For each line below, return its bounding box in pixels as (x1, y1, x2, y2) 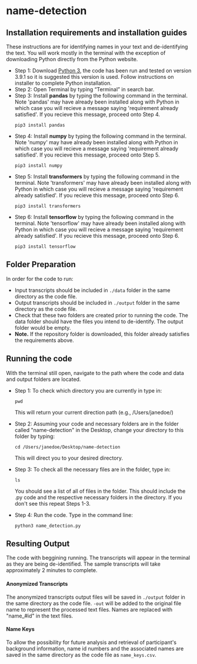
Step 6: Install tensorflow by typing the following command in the (14, 214, 174, 220)
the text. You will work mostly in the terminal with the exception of (6, 49, 166, 57)
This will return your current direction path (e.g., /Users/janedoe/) (14, 409, 173, 416)
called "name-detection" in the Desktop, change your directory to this (14, 426, 184, 433)
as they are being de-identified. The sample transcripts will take (6, 560, 161, 567)
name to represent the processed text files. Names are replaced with (6, 606, 172, 613)
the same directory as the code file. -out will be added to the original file (6, 599, 182, 607)
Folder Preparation (6, 260, 76, 270)
